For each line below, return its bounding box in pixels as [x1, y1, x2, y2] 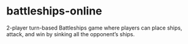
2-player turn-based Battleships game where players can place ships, [6, 24, 182, 31]
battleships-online [6, 4, 102, 18]
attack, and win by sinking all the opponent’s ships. [6, 30, 135, 37]
